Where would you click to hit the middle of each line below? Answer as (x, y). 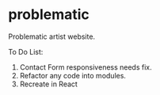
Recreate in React (48, 84)
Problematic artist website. (52, 36)
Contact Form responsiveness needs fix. (86, 67)
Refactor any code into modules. (73, 75)
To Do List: (26, 51)
